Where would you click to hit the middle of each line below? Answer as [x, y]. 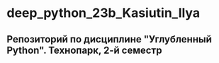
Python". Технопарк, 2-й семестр [84, 50]
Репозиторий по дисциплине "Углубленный [109, 39]
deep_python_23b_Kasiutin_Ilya [103, 13]
